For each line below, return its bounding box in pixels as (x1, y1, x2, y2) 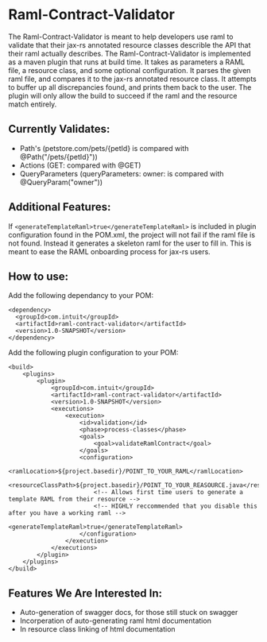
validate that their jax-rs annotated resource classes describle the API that (8, 40, 251, 49)
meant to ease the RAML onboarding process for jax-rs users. (8, 246, 211, 256)
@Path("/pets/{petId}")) (19, 152, 98, 161)
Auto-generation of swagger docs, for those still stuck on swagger (19, 608, 238, 617)
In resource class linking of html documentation (19, 625, 176, 634)
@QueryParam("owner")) (19, 177, 103, 187)
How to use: (8, 269, 69, 283)
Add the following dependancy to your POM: (8, 291, 153, 300)
